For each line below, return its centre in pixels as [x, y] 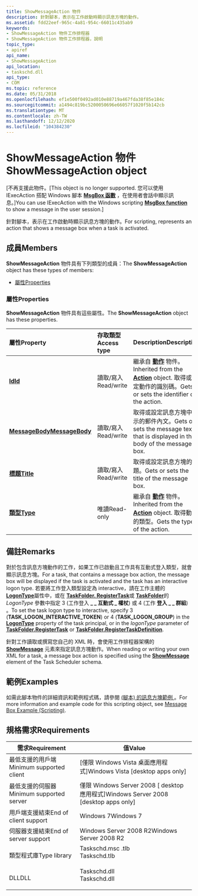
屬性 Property [28, 343]
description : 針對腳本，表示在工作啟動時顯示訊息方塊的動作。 [74, 17]
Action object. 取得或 [162, 378]
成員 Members [32, 248]
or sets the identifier [161, 394]
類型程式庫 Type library [40, 855]
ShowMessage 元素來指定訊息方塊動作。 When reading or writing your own [98, 649]
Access [108, 343]
